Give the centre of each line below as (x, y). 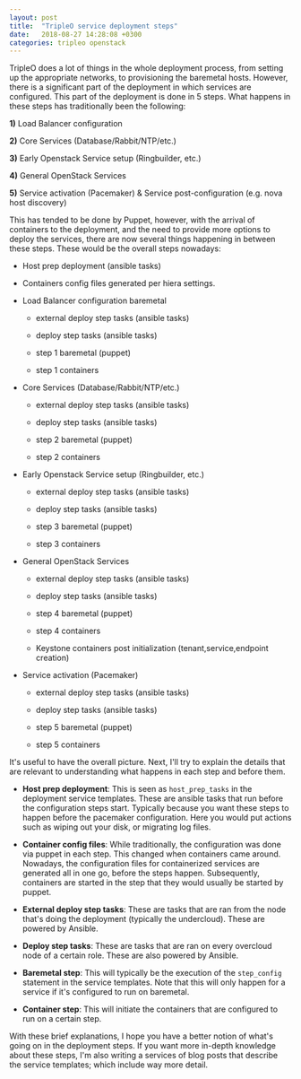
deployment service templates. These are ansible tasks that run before (153, 798)
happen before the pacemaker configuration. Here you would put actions (157, 818)
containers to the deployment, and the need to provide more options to (140, 230)
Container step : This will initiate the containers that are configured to (150, 1009)
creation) (52, 658)
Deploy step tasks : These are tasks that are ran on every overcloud (147, 946)
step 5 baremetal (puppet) (84, 727)
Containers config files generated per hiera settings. (119, 283)
